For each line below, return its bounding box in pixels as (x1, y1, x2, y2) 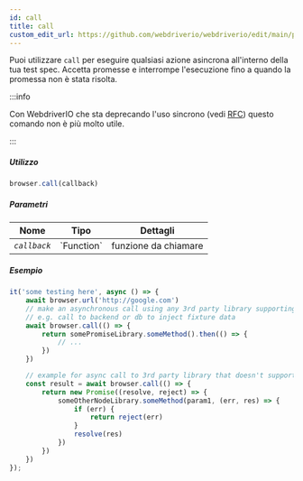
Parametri (9, 199, 48, 209)
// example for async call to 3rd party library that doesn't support (25, 371, 297, 380)
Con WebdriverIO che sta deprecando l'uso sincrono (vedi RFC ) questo (9, 109, 274, 120)
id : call (9, 13, 42, 23)
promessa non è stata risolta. (9, 74, 118, 85)
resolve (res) (73, 430, 124, 439)
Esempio (9, 264, 43, 275)
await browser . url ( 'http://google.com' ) (25, 296, 179, 305)
